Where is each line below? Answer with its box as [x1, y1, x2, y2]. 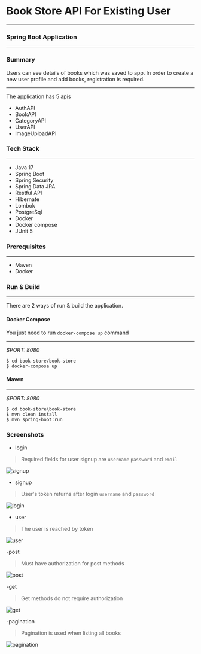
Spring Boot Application [6, 33, 77, 41]
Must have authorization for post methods [20, 560, 124, 567]
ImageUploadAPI [14, 130, 57, 137]
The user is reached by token [20, 525, 93, 533]
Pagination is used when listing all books [20, 629, 121, 637]
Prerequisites [6, 242, 46, 251]
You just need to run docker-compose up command [6, 329, 129, 336]
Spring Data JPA [14, 182, 56, 190]
